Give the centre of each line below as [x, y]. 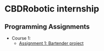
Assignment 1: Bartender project [51, 43]
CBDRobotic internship [52, 9]
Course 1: [21, 38]
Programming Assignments [47, 27]
